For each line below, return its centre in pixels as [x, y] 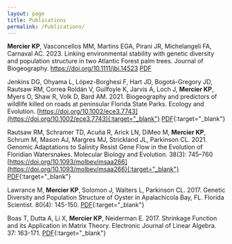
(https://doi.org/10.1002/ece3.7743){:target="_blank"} [84, 119]
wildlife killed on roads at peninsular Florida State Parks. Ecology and [106, 104]
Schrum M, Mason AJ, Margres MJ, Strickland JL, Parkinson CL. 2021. [107, 140]
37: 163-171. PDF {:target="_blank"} [56, 233]
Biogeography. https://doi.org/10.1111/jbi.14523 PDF [80, 68]
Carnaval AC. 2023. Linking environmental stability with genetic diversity [111, 54]
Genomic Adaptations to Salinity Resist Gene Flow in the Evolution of [105, 147]
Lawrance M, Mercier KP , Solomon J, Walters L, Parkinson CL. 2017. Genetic [116, 190]
